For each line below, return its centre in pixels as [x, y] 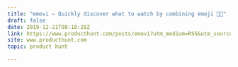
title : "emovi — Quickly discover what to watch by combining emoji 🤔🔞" [117, 14]
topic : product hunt [38, 47]
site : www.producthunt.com [47, 40]
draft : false [27, 20]
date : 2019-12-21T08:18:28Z [49, 27]
